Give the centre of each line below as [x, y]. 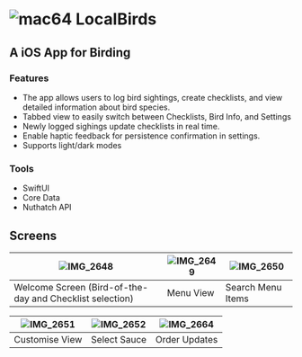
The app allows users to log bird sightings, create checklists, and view [152, 97]
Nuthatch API [47, 208]
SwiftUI [36, 188]
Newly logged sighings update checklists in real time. [121, 126]
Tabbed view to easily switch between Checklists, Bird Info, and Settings [157, 116]
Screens [33, 235]
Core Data [41, 198]
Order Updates [187, 339]
